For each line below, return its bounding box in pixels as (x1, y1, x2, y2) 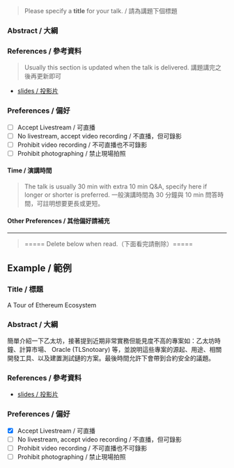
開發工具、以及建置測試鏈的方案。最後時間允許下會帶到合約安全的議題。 (7, 354, 214, 362)
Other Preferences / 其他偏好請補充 (7, 216, 110, 225)
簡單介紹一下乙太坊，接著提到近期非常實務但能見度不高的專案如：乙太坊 (7, 337, 214, 345)
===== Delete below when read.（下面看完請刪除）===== (24, 240, 194, 248)
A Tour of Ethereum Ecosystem (7, 300, 97, 309)
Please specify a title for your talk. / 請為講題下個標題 (24, 7, 178, 15)
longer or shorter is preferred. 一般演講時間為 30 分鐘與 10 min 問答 (24, 191, 218, 199)
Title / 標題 (7, 284, 44, 294)
